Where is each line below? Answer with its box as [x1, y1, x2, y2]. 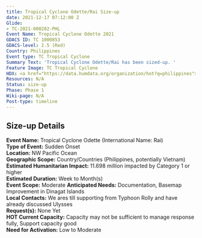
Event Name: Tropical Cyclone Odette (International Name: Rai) [6, 137, 164, 144]
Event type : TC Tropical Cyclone [6, 54, 90, 60]
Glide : [6, 20, 23, 26]
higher [6, 169, 22, 176]
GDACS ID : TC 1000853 [6, 37, 61, 43]
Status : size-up [6, 82, 47, 88]
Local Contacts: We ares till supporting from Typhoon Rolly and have [6, 194, 178, 202]
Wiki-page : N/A [6, 93, 44, 99]
